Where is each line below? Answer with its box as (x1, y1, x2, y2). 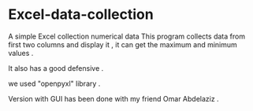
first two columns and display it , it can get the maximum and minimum (8, 39, 238, 49)
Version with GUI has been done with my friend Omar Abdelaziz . (8, 94, 219, 103)
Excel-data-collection (8, 6, 154, 24)
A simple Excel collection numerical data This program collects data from (8, 31, 246, 41)
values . (8, 48, 34, 57)
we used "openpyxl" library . (8, 79, 101, 88)
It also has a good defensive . (8, 63, 104, 72)
